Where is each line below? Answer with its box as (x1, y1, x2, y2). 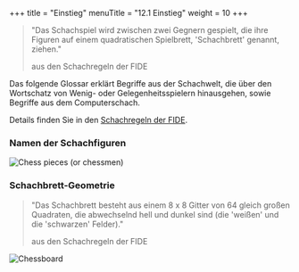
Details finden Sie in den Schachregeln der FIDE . (9, 115, 188, 125)
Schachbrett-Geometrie (9, 179, 115, 192)
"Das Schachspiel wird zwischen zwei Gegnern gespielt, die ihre (30, 25, 269, 35)
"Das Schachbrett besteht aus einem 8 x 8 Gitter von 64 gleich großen (30, 200, 290, 210)
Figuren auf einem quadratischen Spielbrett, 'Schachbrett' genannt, (30, 35, 279, 45)
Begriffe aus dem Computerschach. (9, 97, 141, 108)
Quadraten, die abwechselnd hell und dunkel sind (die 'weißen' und (30, 209, 279, 219)
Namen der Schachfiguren (9, 136, 127, 149)
